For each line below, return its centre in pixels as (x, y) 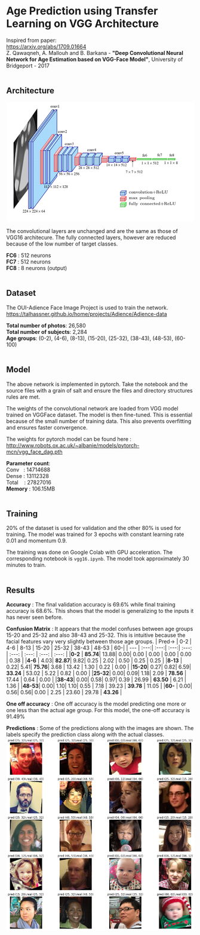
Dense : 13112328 (28, 476)
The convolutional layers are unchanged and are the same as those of (92, 231)
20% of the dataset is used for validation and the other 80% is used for (94, 528)
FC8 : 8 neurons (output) (37, 268)
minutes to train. (26, 565)
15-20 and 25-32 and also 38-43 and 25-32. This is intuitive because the (96, 635)
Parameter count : (28, 463)
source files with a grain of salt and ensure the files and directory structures (99, 390)
